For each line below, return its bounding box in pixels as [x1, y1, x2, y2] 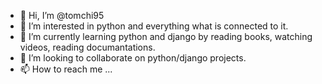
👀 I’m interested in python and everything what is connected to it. [19, 20, 289, 32]
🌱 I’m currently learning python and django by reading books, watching [19, 31, 313, 42]
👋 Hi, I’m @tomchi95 [19, 10, 105, 21]
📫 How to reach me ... [19, 63, 113, 75]
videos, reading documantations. [19, 41, 156, 53]
